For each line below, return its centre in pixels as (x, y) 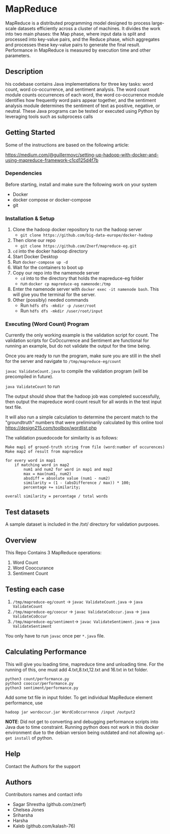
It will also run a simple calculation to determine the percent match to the (82, 417)
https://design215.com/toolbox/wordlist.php (51, 428)
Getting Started (30, 132)
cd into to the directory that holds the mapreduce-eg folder (82, 278)
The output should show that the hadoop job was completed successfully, (83, 397)
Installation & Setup (30, 218)
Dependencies (24, 173)
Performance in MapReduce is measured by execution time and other (78, 50)
